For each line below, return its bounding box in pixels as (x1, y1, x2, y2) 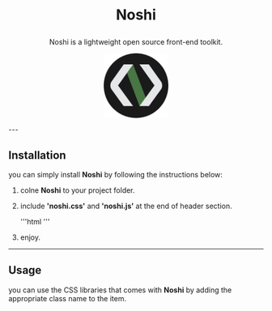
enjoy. (19, 232, 41, 242)
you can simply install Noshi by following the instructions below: (8, 170, 223, 179)
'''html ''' (19, 217, 50, 226)
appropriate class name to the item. (8, 293, 127, 303)
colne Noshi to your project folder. (19, 185, 135, 195)
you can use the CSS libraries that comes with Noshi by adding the (8, 285, 232, 295)
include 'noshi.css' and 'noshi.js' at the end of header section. (19, 201, 232, 211)
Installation (8, 148, 66, 162)
